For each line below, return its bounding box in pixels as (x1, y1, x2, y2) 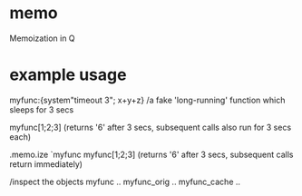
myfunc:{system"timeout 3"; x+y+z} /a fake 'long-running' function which (9, 94, 286, 105)
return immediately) (9, 158, 83, 170)
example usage (9, 64, 127, 85)
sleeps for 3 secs (9, 103, 74, 115)
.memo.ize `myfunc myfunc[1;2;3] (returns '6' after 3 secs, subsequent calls (9, 149, 294, 160)
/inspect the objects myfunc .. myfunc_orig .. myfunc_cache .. (9, 176, 241, 187)
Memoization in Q (9, 33, 75, 44)
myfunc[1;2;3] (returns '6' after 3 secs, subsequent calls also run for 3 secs (9, 122, 292, 132)
